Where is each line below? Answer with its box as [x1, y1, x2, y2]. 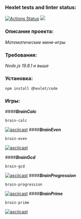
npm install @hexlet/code [5, 86, 58, 91]
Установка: [5, 75, 33, 82]
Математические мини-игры [5, 39, 66, 45]
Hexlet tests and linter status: [5, 4, 77, 11]
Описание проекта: [5, 28, 54, 35]
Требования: [5, 51, 38, 58]
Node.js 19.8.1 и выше [5, 63, 49, 68]
